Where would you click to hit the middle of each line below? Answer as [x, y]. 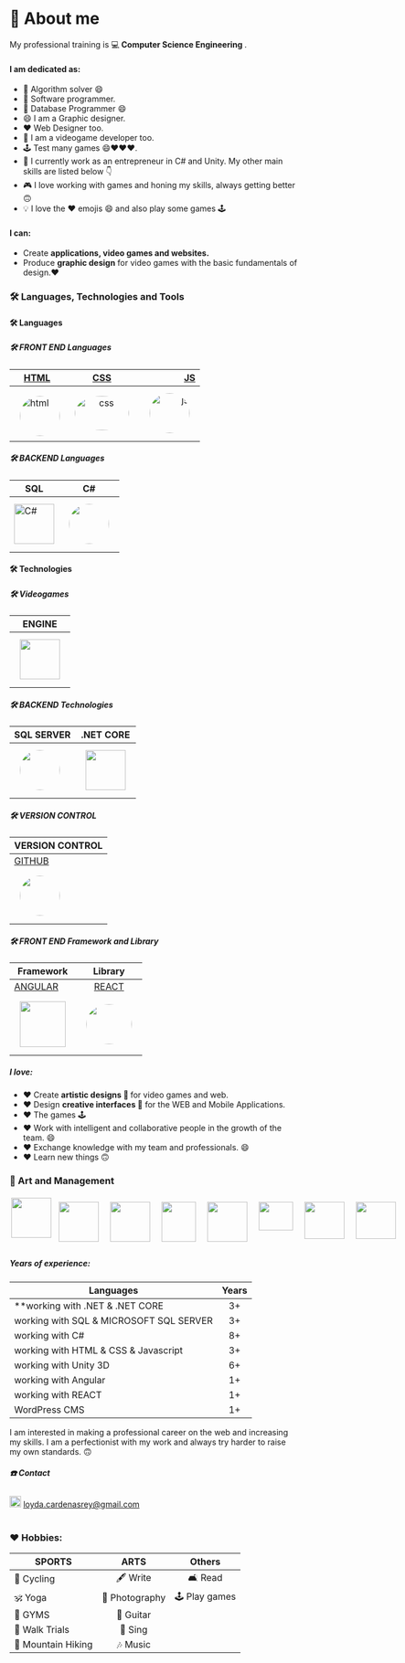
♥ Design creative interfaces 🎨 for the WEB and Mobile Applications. [154, 1105]
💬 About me [55, 19]
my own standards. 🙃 [51, 1451]
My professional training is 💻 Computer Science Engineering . [128, 44]
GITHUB [32, 861]
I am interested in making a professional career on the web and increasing [149, 1432]
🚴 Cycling [35, 1579]
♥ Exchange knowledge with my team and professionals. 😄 [136, 1148]
